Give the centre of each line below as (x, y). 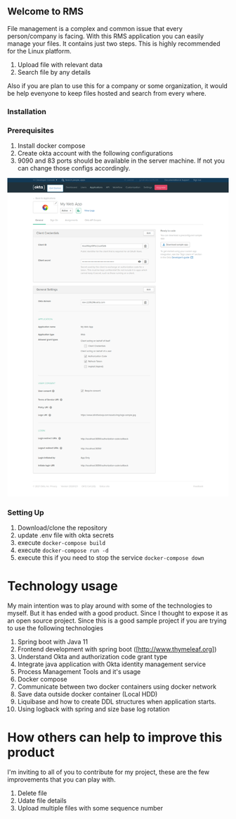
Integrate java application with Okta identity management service (111, 664)
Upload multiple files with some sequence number (90, 808)
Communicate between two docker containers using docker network (117, 687)
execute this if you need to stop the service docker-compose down (111, 558)
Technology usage (63, 586)
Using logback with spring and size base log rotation (93, 709)
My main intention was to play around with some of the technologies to (110, 606)
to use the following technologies (55, 628)
